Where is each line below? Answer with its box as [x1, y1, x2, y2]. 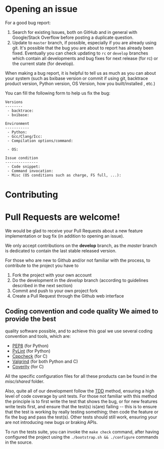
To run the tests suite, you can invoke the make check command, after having [5, 429, 159, 435]
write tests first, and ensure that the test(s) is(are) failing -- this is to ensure [5, 403, 157, 409]
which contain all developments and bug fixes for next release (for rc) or [12, 55, 158, 61]
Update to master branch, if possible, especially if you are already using [12, 39, 157, 45]
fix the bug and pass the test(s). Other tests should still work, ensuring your [5, 414, 158, 420]
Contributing [5, 189, 58, 200]
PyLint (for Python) [12, 348, 50, 354]
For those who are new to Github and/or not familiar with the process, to [5, 257, 151, 264]
